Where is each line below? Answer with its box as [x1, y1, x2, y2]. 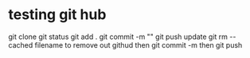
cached [8, 40, 33, 49]
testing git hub [8, 6, 107, 24]
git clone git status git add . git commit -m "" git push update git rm [8, 32, 229, 41]
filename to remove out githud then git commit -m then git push [34, 40, 243, 49]
